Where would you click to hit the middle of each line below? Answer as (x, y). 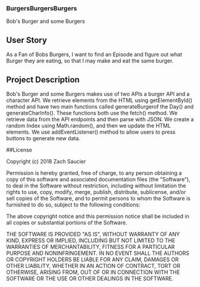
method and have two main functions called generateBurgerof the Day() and (100, 106)
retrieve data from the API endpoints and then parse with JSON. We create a (100, 119)
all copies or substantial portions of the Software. (67, 223)
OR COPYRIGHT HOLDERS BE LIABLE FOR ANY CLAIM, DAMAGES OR (93, 259)
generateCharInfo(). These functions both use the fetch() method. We (92, 113)
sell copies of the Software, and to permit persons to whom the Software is (99, 198)
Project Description (43, 80)
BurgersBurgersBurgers (42, 8)
